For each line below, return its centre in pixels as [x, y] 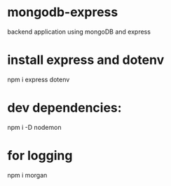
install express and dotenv [86, 60]
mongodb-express [63, 12]
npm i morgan [27, 175]
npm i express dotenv [39, 79]
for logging [40, 156]
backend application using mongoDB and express [79, 32]
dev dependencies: [64, 108]
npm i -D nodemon [34, 127]
